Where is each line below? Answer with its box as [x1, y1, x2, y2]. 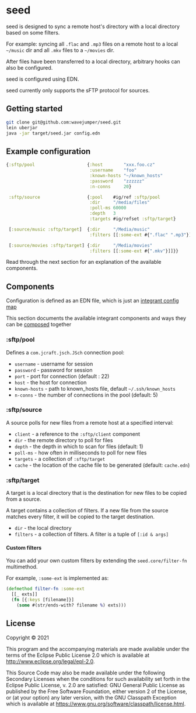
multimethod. [6, 563, 38, 570]
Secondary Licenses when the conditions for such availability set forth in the [6, 675, 190, 682]
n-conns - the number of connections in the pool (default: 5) [14, 391, 159, 398]
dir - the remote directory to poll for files [14, 436, 113, 443]
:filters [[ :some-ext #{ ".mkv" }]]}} [89, 248, 179, 254]
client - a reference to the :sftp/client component [14, 430, 141, 438]
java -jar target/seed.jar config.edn [6, 130, 100, 136]
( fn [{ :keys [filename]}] [11, 597, 75, 603]
